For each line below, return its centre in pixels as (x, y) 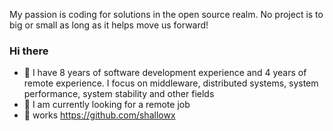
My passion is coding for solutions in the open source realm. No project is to (166, 14)
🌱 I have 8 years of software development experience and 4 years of (165, 73)
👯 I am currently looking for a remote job (107, 105)
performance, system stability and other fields (119, 94)
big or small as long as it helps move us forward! (109, 25)
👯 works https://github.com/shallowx (99, 115)
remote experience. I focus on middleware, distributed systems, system (171, 83)
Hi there (29, 51)
